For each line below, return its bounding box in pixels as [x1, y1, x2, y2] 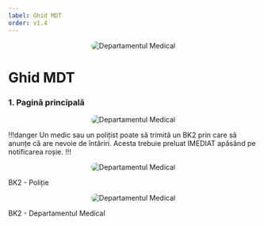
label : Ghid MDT [8, 11, 62, 20]
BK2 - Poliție [8, 178, 49, 187]
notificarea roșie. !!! [8, 147, 71, 156]
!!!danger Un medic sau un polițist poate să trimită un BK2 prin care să [8, 130, 237, 140]
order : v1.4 [8, 19, 48, 27]
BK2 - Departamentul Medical [8, 208, 105, 218]
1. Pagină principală [8, 97, 85, 108]
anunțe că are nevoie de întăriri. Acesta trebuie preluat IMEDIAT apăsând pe [8, 138, 256, 147]
